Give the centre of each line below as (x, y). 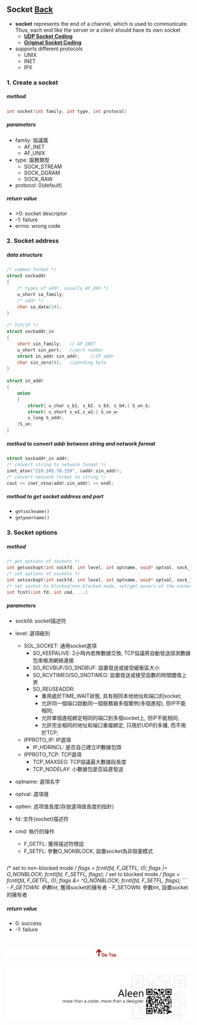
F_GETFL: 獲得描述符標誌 (54, 844)
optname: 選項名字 (37, 782)
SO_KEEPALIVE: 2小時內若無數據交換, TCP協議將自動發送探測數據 (112, 653)
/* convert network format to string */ (57, 477)
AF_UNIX (34, 153)
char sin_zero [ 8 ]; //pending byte (62, 363)
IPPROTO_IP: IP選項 (47, 740)
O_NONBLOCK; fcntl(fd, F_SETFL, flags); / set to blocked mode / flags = (93, 874)
